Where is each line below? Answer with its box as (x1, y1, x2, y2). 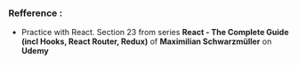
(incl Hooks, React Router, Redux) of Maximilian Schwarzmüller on (20, 36, 272, 47)
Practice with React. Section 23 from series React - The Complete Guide (20, 27, 289, 38)
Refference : (8, 7, 63, 19)
